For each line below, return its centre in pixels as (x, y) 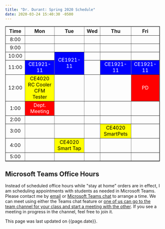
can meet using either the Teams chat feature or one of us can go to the (78, 202)
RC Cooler (40, 85)
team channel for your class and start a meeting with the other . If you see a (81, 206)
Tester (40, 97)
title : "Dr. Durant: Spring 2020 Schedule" (50, 10)
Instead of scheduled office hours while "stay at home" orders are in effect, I (82, 186)
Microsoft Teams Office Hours (52, 174)
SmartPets (116, 134)
